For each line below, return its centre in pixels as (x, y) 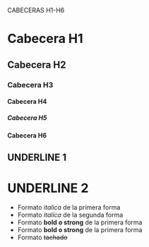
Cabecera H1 (45, 39)
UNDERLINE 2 (48, 188)
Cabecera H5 (27, 118)
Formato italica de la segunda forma (70, 215)
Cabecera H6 (27, 135)
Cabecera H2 (37, 65)
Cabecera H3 (30, 85)
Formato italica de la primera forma (69, 207)
